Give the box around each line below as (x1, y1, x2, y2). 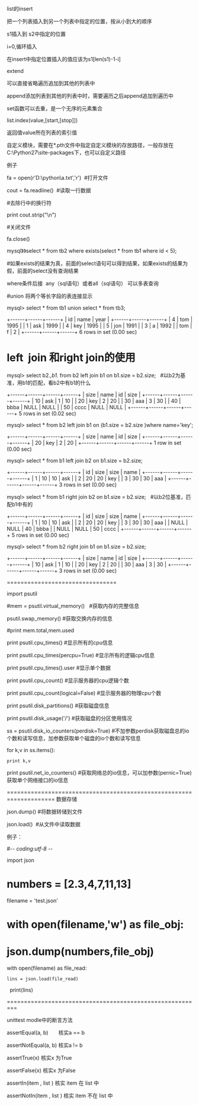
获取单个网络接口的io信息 (7, 776, 69, 784)
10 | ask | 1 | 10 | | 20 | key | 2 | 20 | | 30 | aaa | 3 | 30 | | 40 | (35, 397, 181, 405)
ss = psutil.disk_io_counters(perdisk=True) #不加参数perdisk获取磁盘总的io (7, 727, 190, 734)
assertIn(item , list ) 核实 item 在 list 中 (7, 1079, 99, 1087)
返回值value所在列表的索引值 (7, 129, 78, 136)
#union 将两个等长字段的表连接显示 (7, 292, 93, 300)
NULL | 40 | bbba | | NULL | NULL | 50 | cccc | (7, 525, 120, 532)
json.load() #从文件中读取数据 (7, 820, 81, 827)
